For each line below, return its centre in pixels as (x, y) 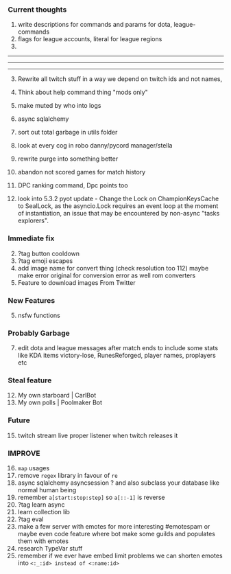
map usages (34, 468)
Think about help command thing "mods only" (83, 92)
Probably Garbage (39, 333)
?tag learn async (41, 505)
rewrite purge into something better (68, 159)
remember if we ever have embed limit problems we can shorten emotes (120, 556)
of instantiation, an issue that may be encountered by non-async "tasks (119, 214)
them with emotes (43, 541)
